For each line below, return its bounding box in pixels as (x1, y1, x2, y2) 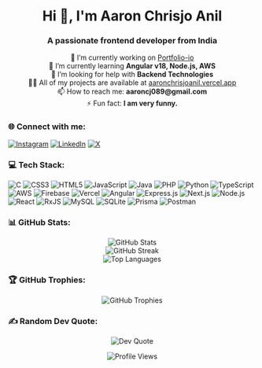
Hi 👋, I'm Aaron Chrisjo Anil (42, 7, 223, 25)
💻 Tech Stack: (8, 159, 65, 170)
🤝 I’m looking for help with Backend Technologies (50, 70, 214, 79)
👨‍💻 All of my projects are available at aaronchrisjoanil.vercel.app (28, 78, 237, 87)
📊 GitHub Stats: (8, 217, 71, 227)
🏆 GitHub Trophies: (8, 274, 86, 285)
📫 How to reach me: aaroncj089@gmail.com (57, 86, 207, 97)
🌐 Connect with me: (8, 121, 87, 132)
